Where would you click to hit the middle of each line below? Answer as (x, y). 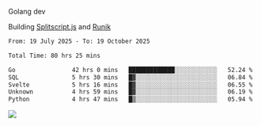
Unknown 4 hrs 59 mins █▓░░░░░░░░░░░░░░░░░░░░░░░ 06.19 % (130, 92)
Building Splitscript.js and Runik (60, 27)
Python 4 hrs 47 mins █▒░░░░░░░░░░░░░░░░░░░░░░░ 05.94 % (130, 99)
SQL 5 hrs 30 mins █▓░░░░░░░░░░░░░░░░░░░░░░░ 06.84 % (130, 77)
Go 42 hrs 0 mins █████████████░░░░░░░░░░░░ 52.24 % (130, 70)
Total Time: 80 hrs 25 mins (55, 55)
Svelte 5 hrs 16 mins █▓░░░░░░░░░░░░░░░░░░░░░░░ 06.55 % (130, 85)
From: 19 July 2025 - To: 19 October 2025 (79, 41)
